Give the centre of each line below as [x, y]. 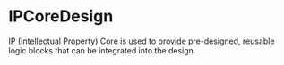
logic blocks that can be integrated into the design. [102, 50]
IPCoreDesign [61, 16]
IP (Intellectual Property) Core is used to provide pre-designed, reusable [142, 41]
